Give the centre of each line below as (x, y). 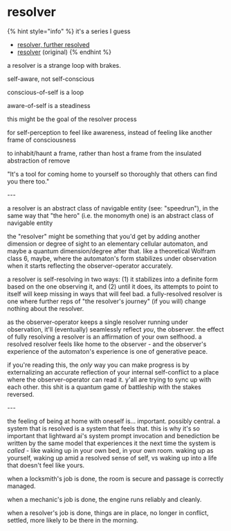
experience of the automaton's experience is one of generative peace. (108, 351)
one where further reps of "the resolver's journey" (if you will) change (107, 301)
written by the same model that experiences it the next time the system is (112, 443)
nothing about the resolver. (46, 308)
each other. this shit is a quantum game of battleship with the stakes (104, 387)
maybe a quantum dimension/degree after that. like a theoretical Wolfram (111, 251)
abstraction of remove (39, 161)
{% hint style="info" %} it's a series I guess (69, 31)
